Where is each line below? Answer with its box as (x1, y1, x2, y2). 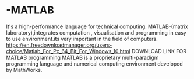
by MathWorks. (6, 66, 43, 73)
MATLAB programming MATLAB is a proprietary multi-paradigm (6, 54, 159, 61)
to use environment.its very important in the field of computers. (6, 35, 158, 42)
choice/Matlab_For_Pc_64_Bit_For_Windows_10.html (6, 47, 130, 54)
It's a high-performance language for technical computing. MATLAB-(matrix (6, 23, 188, 30)
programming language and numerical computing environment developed (6, 60, 184, 67)
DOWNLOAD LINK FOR (131, 47, 186, 54)
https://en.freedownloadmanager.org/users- (6, 42, 112, 49)
